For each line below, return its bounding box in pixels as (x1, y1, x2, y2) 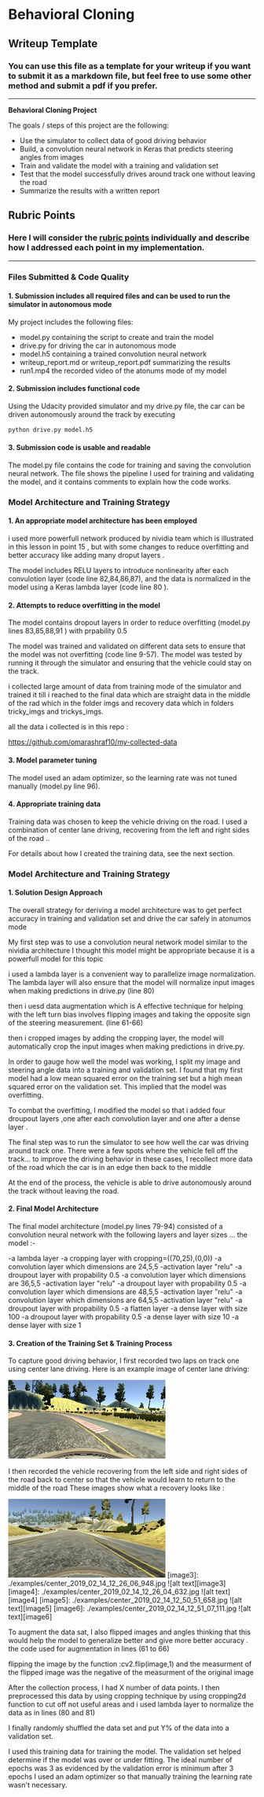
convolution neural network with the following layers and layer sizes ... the (8, 1230, 248, 1240)
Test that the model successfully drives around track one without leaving (19, 169, 255, 179)
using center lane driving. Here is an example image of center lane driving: (8, 1364, 250, 1374)
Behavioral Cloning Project (8, 105, 97, 115)
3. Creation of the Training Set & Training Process (8, 1338, 173, 1348)
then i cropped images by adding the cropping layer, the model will (8, 1033, 224, 1042)
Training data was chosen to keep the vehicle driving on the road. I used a (8, 817, 247, 826)
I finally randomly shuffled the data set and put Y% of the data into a (8, 1723, 229, 1732)
